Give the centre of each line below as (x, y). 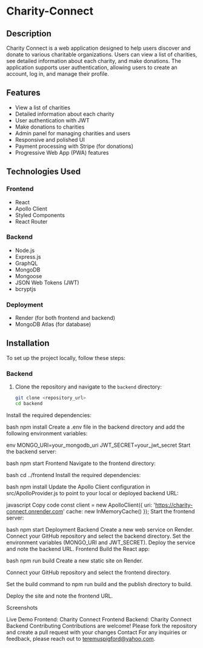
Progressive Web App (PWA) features (62, 152)
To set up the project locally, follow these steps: (66, 358)
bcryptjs (25, 289)
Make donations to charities (50, 127)
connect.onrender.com (35, 511)
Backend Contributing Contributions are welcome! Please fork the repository (102, 626)
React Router (31, 221)
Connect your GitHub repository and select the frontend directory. (89, 572)
